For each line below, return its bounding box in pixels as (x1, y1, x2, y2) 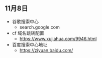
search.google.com (19, 24, 60, 30)
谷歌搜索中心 (12, 18, 39, 24)
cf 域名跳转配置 (12, 30, 44, 36)
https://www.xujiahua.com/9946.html (19, 35, 97, 41)
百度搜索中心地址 (12, 41, 48, 47)
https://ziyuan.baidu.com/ (19, 47, 73, 53)
